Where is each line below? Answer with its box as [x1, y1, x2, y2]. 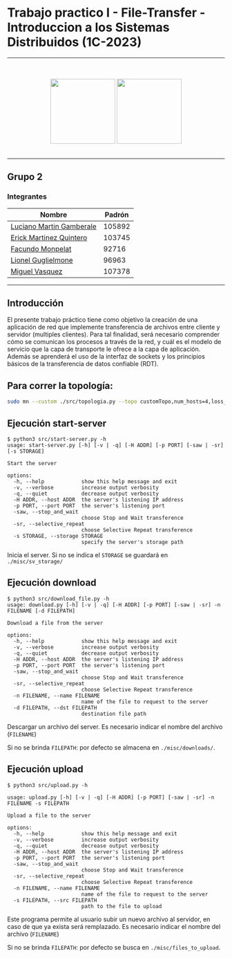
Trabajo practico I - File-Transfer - [7, 5, 206, 21]
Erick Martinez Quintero [10, 233, 88, 242]
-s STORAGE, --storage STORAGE [13, 532, 104, 539]
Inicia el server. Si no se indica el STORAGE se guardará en [7, 550, 168, 559]
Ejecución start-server [7, 417, 107, 429]
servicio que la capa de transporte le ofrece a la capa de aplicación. [7, 345, 201, 354]
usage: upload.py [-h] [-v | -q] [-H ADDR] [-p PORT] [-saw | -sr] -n [7, 794, 215, 801]
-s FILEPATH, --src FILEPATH [13, 896, 97, 904]
